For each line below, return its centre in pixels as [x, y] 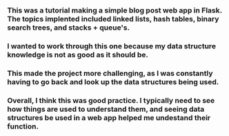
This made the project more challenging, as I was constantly [110, 73]
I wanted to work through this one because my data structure [111, 46]
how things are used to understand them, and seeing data [106, 109]
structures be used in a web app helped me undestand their [109, 117]
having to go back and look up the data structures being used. [113, 81]
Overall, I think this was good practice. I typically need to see [111, 100]
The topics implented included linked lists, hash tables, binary [113, 19]
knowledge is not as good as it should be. [78, 55]
